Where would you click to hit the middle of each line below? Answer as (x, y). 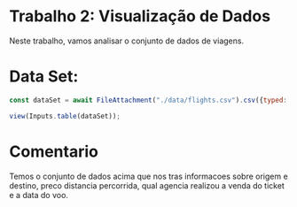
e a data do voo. (39, 195)
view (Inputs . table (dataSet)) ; (65, 116)
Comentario (54, 151)
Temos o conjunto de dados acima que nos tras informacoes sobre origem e (148, 176)
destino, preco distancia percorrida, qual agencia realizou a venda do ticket (147, 185)
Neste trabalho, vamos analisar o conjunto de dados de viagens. (127, 41)
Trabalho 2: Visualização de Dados (140, 16)
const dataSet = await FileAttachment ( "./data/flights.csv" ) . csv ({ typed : (148, 100)
